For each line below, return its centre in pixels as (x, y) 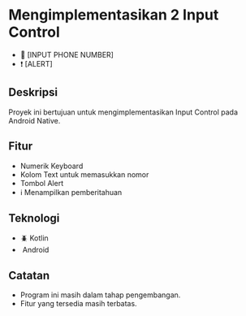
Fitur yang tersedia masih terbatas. (78, 304)
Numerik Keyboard (52, 166)
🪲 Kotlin (34, 238)
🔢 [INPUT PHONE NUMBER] (67, 54)
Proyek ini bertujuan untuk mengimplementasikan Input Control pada (123, 112)
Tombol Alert (41, 183)
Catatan (29, 275)
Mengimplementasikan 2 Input (114, 15)
